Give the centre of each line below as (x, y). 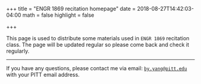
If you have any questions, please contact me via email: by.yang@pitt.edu (97, 68)
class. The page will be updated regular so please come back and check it (98, 45)
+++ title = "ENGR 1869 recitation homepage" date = (71, 9)
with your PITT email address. (43, 75)
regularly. (18, 51)
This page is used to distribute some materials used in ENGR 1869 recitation (98, 38)
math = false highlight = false (58, 15)
